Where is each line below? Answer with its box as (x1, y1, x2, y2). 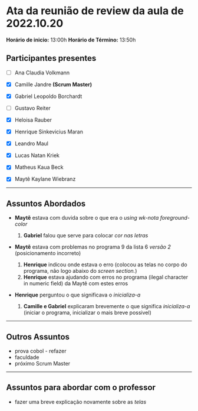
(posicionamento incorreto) (14, 250, 81, 257)
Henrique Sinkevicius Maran (14, 128, 84, 135)
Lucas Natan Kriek (14, 152, 60, 159)
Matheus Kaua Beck (14, 164, 64, 171)
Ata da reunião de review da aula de (6, 4, 184, 18)
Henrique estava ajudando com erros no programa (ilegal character (23, 273, 189, 281)
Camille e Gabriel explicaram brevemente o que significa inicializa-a (23, 303, 190, 310)
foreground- (160, 214, 190, 221)
